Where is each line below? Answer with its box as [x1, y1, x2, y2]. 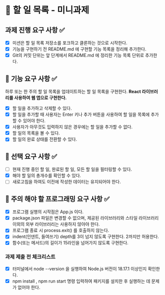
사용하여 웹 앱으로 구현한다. [14, 95, 67, 101]
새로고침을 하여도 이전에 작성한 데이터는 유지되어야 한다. [12, 179, 121, 185]
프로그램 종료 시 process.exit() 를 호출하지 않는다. [12, 228, 110, 234]
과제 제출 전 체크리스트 [5, 253, 56, 260]
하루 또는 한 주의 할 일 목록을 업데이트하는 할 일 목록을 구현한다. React [5, 89, 141, 94]
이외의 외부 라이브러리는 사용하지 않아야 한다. [12, 221, 100, 227]
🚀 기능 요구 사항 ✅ [5, 74, 57, 83]
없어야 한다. [17, 284, 41, 290]
